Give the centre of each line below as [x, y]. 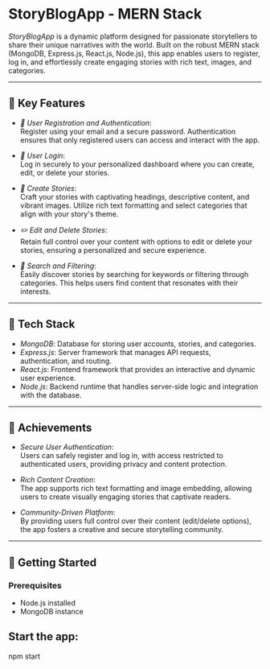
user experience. [48, 378]
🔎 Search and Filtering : [58, 266]
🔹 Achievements [50, 427]
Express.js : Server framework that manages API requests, [115, 352]
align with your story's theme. [69, 213]
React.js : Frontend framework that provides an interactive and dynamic [137, 369]
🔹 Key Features [47, 103]
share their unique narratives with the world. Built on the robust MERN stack [134, 44]
